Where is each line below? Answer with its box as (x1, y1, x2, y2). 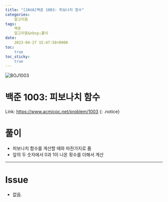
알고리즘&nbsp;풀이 (14, 31, 48, 36)
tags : (5, 21, 16, 27)
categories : (5, 12, 30, 17)
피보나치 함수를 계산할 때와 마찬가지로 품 (12, 145, 91, 151)
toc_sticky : (5, 54, 30, 59)
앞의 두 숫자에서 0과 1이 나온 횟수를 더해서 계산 (12, 152, 104, 158)
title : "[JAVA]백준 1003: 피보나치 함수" (5, 7, 84, 13)
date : (5, 36, 16, 41)
